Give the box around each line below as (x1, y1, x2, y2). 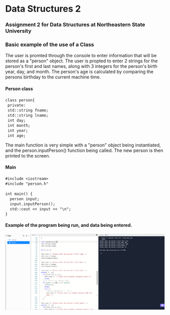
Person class (5, 86, 33, 92)
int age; (7, 133, 26, 138)
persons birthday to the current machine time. (5, 74, 101, 80)
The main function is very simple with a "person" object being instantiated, (5, 142, 161, 148)
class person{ (5, 97, 35, 103)
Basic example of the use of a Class (5, 41, 95, 48)
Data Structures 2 (5, 3, 81, 15)
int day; (7, 117, 26, 123)
